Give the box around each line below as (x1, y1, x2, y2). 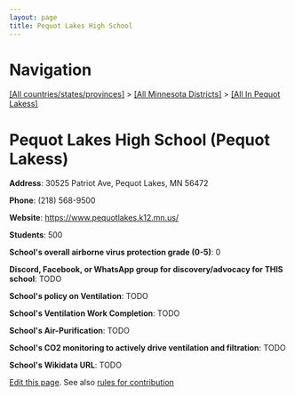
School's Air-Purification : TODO (9, 326, 131, 336)
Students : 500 (9, 230, 63, 240)
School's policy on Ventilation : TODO (9, 291, 149, 302)
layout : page (9, 12, 58, 22)
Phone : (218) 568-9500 (9, 195, 96, 206)
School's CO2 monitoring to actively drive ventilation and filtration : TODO (9, 343, 286, 353)
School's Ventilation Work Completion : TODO (9, 308, 180, 319)
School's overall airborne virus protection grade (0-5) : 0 (9, 246, 221, 258)
